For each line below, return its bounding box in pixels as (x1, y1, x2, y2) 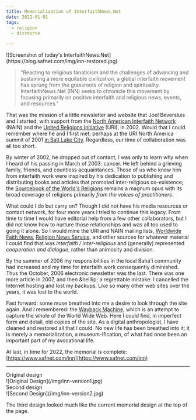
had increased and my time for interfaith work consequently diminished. (6, 264, 179, 271)
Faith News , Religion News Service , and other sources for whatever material (6, 233, 189, 240)
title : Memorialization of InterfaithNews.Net (6, 8, 121, 15)
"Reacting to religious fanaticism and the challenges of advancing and (20, 69, 189, 76)
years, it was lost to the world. (6, 288, 79, 295)
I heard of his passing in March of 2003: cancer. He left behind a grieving (6, 160, 182, 167)
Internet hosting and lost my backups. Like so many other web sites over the (6, 282, 190, 290)
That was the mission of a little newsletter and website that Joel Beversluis (6, 112, 185, 119)
